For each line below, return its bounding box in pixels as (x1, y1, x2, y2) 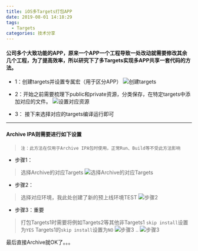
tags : (6, 19, 19, 25)
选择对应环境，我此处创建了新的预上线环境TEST (20, 193, 137, 200)
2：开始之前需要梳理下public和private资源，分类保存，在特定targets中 (14, 91, 186, 98)
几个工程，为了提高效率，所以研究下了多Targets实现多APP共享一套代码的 (6, 56, 186, 63)
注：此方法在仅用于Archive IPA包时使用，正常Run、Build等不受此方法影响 (20, 145, 181, 151)
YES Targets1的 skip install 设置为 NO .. (25, 226, 139, 233)
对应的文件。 (19, 98, 51, 105)
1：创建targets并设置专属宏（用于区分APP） (14, 78, 122, 85)
